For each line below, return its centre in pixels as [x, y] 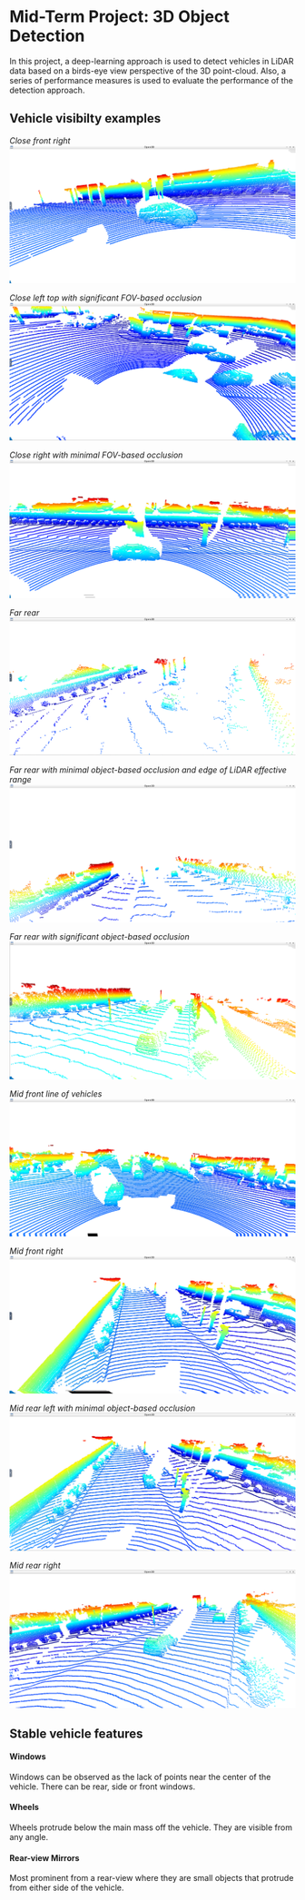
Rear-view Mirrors [44, 1857]
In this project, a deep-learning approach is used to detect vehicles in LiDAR [152, 61]
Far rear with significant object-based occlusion [100, 937]
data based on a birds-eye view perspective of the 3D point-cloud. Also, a [148, 71]
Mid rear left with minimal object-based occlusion [103, 1408]
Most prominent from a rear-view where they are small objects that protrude [152, 1878]
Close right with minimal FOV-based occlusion [96, 455]
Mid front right [36, 1251]
